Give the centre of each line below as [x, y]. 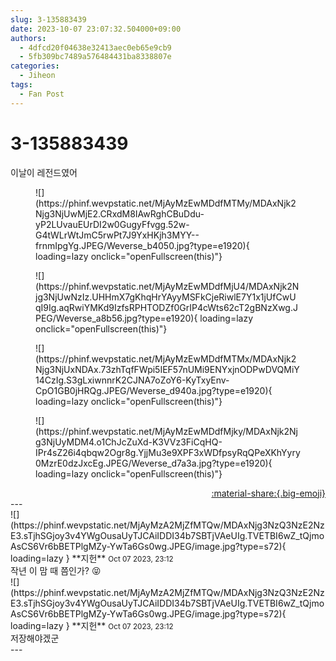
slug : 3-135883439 [48, 19]
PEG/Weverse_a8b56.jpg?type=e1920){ [116, 318]
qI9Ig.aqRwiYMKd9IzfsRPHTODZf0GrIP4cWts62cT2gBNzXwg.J [166, 307]
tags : [21, 85]
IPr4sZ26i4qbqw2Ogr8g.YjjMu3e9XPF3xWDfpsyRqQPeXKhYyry [168, 452]
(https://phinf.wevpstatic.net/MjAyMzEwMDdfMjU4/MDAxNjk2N [167, 286]
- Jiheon [37, 76]
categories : [35, 66]
